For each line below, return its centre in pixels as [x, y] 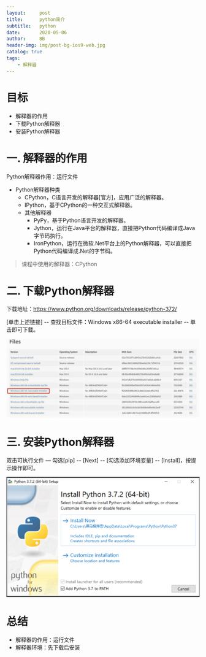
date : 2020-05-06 [37, 33]
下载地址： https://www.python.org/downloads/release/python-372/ [92, 309]
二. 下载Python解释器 [60, 291]
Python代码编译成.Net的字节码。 [75, 251]
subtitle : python [31, 26]
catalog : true [25, 52]
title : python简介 [36, 19]
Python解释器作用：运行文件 [42, 176]
